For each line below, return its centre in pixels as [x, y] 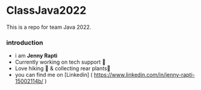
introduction [25, 43]
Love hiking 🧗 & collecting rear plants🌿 [63, 68]
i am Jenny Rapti [36, 56]
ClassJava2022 [46, 10]
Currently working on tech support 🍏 [60, 62]
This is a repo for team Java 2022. [49, 27]
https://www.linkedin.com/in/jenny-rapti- [144, 75]
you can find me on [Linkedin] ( [54, 75]
